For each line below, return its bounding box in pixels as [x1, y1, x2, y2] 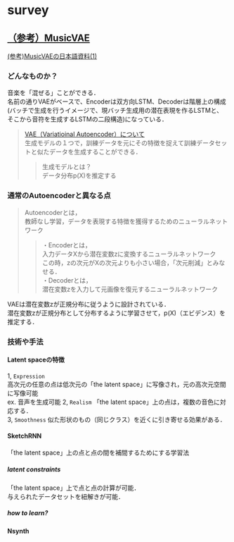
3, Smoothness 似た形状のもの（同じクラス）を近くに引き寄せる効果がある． [7, 415, 226, 424]
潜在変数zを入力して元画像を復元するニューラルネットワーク [41, 285, 218, 293]
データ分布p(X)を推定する [41, 171, 117, 180]
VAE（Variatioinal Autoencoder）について [24, 130, 145, 139]
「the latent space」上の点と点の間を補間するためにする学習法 [7, 448, 190, 457]
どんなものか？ [7, 71, 58, 81]
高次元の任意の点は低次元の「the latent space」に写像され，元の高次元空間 [7, 380, 226, 388]
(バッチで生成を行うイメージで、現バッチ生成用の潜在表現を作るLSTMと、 [7, 106, 223, 115]
